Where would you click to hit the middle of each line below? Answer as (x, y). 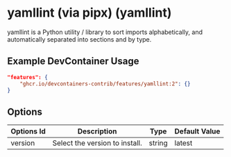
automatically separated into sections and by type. (79, 39)
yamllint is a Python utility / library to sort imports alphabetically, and (105, 32)
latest (183, 143)
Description (97, 131)
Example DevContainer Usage (73, 61)
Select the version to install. (97, 143)
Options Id (28, 131)
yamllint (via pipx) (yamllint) (89, 13)
